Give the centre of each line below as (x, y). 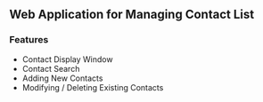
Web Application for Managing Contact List (132, 15)
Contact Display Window (67, 59)
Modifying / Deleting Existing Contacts (93, 87)
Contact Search (51, 68)
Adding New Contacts (62, 78)
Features (29, 40)
